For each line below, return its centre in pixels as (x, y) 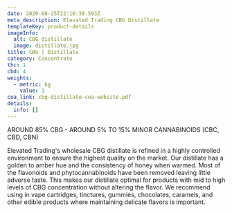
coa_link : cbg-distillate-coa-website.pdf (69, 98)
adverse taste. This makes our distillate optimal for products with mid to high (116, 180)
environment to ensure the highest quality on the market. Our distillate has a (115, 158)
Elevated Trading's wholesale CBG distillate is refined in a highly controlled (114, 150)
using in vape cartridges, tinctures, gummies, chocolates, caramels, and (110, 194)
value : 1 (32, 91)
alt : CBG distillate (43, 39)
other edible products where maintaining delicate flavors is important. (106, 202)
